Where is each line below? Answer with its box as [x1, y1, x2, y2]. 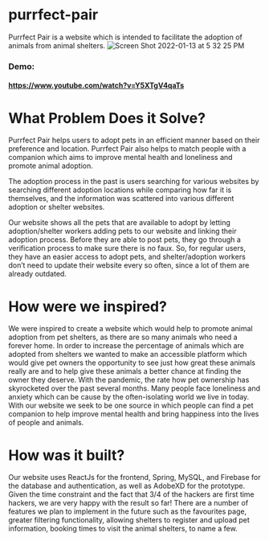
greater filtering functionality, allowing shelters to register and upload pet [8, 515, 251, 525]
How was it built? [8, 446, 125, 464]
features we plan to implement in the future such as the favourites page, [8, 506, 247, 516]
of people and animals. [8, 418, 84, 428]
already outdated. [8, 269, 67, 279]
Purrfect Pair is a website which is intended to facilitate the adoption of [8, 32, 243, 42]
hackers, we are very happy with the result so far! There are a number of [8, 498, 249, 508]
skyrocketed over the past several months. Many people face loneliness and [8, 383, 261, 393]
